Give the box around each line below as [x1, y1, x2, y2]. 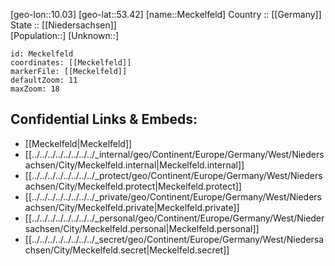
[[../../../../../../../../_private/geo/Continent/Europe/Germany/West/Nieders [24, 190, 323, 203]
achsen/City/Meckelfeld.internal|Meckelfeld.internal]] [24, 159, 245, 171]
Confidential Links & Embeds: [10, 111, 198, 128]
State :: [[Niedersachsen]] [10, 19, 117, 31]
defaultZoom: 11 [10, 75, 78, 85]
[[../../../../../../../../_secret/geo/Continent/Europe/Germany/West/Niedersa [24, 233, 325, 245]
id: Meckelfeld [10, 49, 74, 59]
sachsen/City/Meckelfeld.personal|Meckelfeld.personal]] [24, 222, 260, 234]
